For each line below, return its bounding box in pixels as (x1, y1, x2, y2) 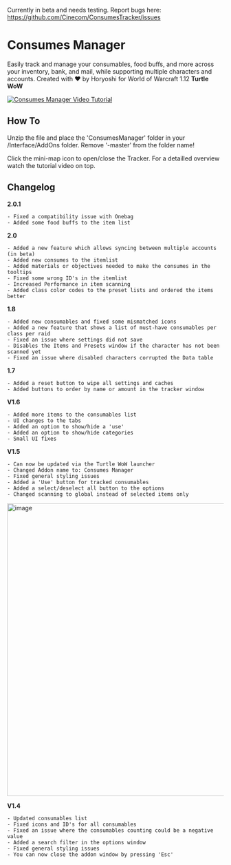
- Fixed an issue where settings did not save (7, 336, 143, 343)
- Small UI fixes (7, 435, 57, 442)
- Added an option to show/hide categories (7, 429, 134, 436)
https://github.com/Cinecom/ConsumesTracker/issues (7, 13, 161, 21)
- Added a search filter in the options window (7, 839, 146, 846)
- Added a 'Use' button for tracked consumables (7, 479, 149, 486)
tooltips (7, 269, 32, 275)
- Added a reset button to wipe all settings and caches (7, 379, 174, 386)
